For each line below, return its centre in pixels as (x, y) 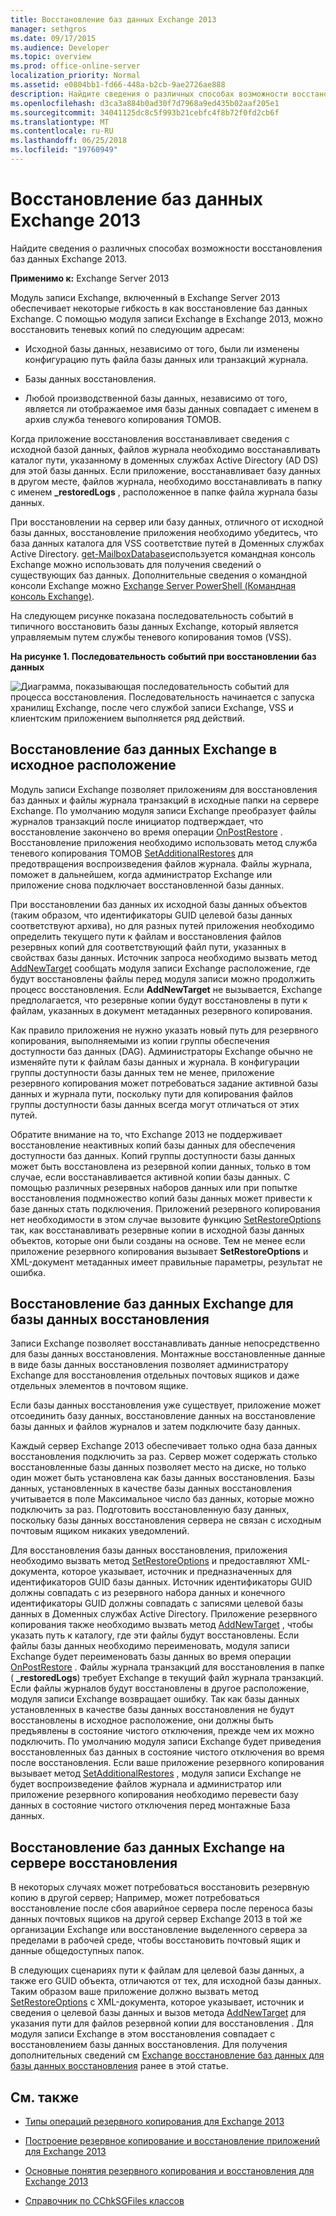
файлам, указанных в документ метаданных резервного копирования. (161, 1010)
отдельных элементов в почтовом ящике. (99, 1386)
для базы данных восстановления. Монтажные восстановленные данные (168, 1354)
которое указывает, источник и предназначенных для (177, 1572)
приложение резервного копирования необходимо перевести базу (154, 1795)
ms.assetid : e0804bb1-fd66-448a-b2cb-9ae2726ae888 (118, 85)
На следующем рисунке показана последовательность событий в (152, 615)
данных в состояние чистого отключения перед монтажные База (150, 1805)
